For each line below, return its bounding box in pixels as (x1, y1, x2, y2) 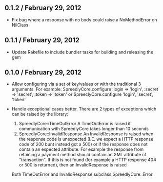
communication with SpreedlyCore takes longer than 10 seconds (19, 126, 149, 132)
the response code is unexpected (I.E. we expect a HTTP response (19, 136, 154, 142)
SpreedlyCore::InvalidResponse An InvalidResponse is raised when (19, 131, 154, 137)
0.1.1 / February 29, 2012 (4, 36, 80, 44)
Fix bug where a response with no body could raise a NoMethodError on (11, 17, 157, 22)
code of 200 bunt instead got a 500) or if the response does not (19, 141, 148, 147)
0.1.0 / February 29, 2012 (4, 68, 81, 77)
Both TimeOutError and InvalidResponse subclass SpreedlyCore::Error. (11, 171, 154, 177)
